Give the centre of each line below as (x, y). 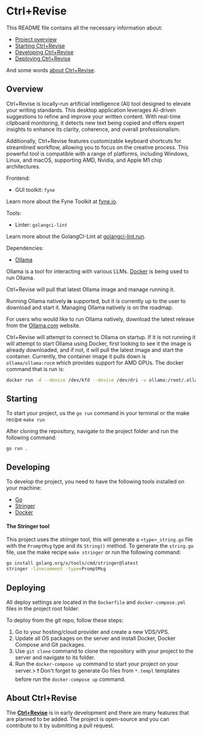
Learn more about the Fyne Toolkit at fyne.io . (62, 201)
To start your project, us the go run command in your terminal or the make (98, 413)
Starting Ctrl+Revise (40, 46)
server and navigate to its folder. (55, 657)
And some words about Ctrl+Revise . (51, 70)
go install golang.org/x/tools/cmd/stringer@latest (72, 564)
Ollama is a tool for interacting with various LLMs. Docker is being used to (98, 271)
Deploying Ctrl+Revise (43, 58)
